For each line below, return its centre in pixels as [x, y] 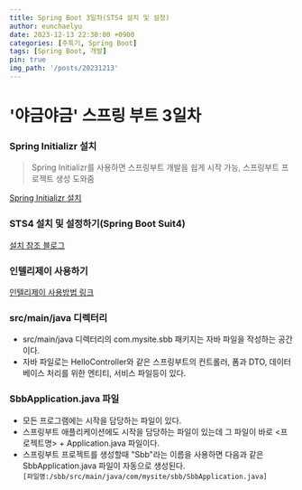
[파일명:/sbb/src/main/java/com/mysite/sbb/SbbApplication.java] [145, 476]
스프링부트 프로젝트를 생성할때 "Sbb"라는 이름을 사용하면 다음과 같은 [143, 454]
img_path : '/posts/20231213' [64, 69]
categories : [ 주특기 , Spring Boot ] [73, 43]
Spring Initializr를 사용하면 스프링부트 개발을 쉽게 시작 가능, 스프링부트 [155, 167]
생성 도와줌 [75, 179]
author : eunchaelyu [46, 26]
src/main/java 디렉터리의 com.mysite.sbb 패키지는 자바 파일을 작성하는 [149, 339]
